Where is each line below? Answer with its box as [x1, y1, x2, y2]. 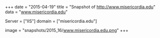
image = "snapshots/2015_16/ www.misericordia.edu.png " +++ [5, 28, 129, 33]
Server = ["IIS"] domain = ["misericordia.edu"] [5, 19, 97, 24]
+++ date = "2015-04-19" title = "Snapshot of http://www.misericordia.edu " [5, 4, 156, 9]
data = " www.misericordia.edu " [5, 9, 68, 15]
